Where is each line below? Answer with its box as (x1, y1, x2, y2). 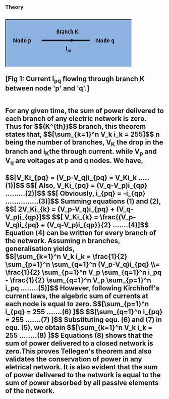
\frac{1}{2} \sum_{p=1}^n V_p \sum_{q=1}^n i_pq (5, 268, 162, 277)
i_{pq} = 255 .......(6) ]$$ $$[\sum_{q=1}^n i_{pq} (5, 308, 163, 316)
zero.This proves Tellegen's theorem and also (5, 347, 152, 356)
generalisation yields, (5, 244, 75, 253)
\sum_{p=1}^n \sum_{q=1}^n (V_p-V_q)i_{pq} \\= (5, 260, 160, 269)
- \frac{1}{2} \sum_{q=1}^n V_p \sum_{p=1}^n (5, 276, 151, 285)
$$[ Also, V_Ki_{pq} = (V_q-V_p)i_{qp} (26, 181, 148, 190)
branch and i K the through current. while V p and (5, 147, 157, 157)
